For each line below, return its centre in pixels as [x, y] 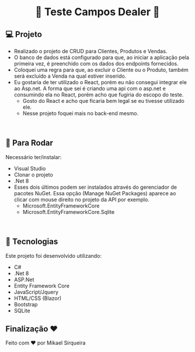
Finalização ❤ [32, 329]
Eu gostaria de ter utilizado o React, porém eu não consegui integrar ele [100, 82]
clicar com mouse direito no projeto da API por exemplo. [81, 199]
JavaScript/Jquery [36, 292]
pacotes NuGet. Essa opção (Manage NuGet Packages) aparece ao [95, 193]
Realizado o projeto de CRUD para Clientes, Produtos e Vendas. [90, 51]
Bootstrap [26, 304]
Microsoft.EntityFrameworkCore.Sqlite [69, 212]
